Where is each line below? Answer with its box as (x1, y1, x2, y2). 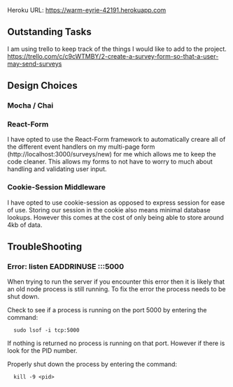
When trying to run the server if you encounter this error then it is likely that (7, 277, 225, 286)
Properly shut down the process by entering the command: (7, 360, 177, 369)
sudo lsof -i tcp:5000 (13, 327, 80, 334)
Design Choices (7, 80, 78, 92)
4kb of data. (7, 220, 43, 229)
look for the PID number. (7, 346, 78, 355)
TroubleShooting (7, 241, 83, 253)
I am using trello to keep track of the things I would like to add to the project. (7, 45, 227, 53)
